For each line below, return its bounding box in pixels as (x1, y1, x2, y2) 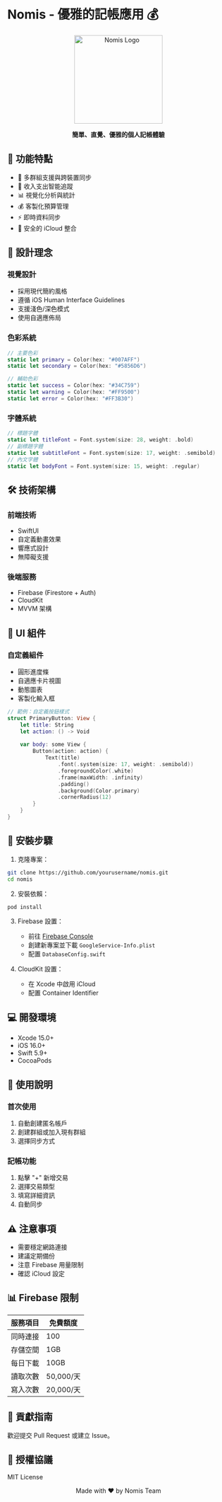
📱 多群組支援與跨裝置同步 (17, 173, 92, 181)
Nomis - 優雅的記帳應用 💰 (7, 6, 159, 23)
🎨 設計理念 (7, 247, 53, 259)
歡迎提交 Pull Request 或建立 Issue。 (7, 1431, 114, 1440)
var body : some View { (20, 741, 87, 749)
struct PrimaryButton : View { (7, 715, 97, 722)
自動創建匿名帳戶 (17, 1119, 68, 1127)
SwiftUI (17, 526, 39, 535)
